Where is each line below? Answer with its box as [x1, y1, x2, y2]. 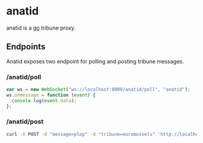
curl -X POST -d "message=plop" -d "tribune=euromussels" [6, 131, 155, 137]
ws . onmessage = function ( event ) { [6, 92, 96, 98]
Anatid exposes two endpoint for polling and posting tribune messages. [6, 57, 184, 65]
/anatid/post [6, 118, 44, 126]
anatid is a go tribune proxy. [6, 24, 76, 31]
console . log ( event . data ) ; [11, 98, 77, 104]
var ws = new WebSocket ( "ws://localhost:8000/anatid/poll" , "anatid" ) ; [6, 86, 190, 93]
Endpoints [6, 42, 46, 52]
